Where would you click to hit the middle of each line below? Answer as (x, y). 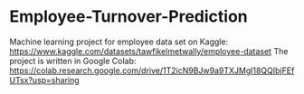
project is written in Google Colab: (73, 61)
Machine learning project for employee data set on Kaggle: (119, 42)
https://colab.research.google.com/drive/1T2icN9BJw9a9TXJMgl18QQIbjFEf (152, 70)
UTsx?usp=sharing (44, 80)
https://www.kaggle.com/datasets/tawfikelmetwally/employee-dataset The (149, 51)
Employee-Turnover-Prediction (129, 17)
